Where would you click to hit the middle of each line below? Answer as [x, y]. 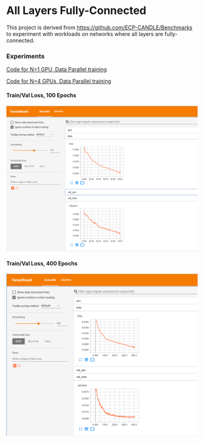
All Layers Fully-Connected [76, 11]
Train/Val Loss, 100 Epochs [41, 95]
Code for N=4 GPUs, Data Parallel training [59, 81]
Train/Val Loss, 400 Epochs [42, 263]
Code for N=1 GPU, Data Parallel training [57, 69]
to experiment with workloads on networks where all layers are [85, 33]
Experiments [25, 56]
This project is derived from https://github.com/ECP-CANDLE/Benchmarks [99, 27]
